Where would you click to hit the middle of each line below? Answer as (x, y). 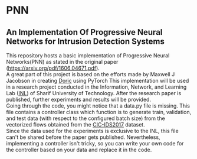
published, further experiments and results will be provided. (79, 99)
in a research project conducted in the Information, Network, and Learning (96, 87)
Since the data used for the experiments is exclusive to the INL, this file (92, 131)
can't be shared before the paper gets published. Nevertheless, (83, 137)
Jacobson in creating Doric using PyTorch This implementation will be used (98, 81)
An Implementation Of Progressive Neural (84, 32)
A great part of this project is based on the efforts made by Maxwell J (91, 74)
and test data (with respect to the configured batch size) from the (86, 118)
